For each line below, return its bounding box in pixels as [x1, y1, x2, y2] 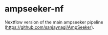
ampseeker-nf [4, 3, 64, 14]
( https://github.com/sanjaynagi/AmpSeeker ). [4, 24, 95, 30]
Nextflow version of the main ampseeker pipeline [4, 19, 104, 25]
